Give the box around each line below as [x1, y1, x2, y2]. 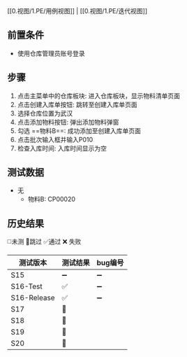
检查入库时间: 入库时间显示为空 [17, 143, 107, 153]
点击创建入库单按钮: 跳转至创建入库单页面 [17, 100, 137, 108]
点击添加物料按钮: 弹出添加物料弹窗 [17, 118, 119, 126]
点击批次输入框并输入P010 [17, 135, 93, 143]
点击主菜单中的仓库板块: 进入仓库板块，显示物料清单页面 [17, 91, 180, 100]
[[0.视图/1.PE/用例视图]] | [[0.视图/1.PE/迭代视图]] [7, 7, 148, 15]
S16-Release [10, 293, 55, 303]
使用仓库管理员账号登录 [17, 49, 85, 57]
